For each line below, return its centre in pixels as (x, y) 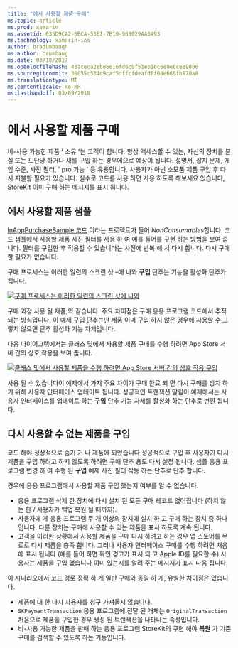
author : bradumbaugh (38, 47)
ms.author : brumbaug (38, 54)
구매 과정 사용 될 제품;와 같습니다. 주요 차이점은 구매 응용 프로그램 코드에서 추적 (117, 310)
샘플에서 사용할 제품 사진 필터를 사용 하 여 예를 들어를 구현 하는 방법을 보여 (118, 239)
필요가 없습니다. (37, 256)
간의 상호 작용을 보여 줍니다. (54, 352)
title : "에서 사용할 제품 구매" (49, 14)
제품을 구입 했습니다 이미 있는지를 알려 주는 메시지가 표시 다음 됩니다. (132, 563)
